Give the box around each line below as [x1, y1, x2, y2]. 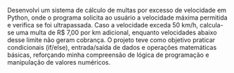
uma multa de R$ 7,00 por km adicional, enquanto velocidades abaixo [15, 28, 217, 36]
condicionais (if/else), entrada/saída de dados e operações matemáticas [7, 44, 217, 51]
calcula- [200, 21, 223, 29]
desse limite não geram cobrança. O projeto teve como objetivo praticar [7, 36, 216, 44]
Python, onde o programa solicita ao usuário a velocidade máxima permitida [7, 13, 228, 22]
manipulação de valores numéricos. [7, 58, 111, 66]
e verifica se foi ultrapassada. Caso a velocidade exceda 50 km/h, [7, 21, 199, 29]
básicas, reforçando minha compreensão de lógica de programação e [7, 51, 209, 59]
